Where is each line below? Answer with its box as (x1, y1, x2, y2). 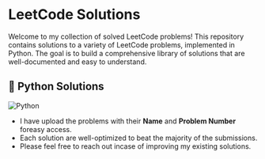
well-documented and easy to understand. (8, 57, 147, 66)
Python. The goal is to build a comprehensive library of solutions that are (8, 48, 245, 58)
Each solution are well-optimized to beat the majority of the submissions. (19, 133, 258, 142)
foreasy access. (19, 124, 73, 134)
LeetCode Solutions (8, 6, 141, 24)
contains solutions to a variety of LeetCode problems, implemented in (8, 40, 236, 49)
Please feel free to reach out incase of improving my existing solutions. (19, 141, 252, 151)
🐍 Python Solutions (8, 80, 104, 93)
